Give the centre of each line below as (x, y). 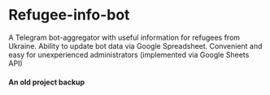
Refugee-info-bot (69, 15)
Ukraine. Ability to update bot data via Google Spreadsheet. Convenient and (135, 45)
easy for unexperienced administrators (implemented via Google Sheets (129, 54)
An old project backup (47, 82)
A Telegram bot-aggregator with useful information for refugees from (124, 37)
